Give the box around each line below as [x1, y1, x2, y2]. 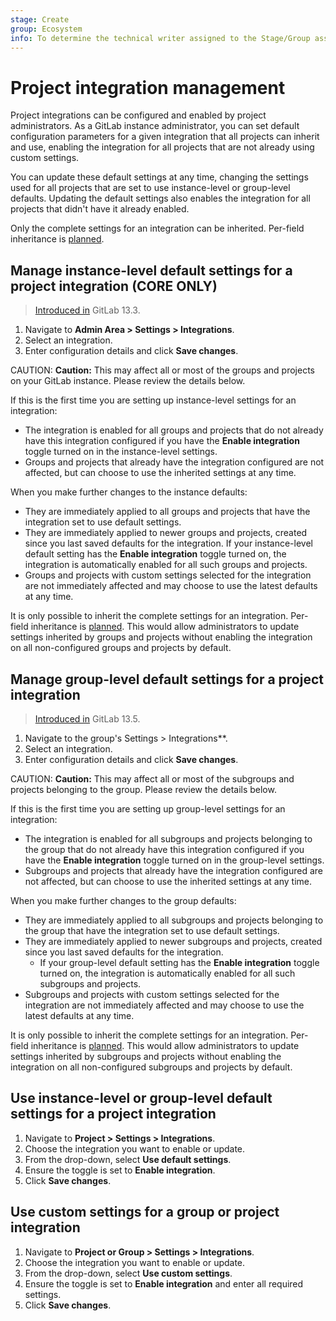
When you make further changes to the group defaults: [10, 894, 237, 906]
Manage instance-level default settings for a [10, 262, 293, 279]
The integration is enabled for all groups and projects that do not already [24, 424, 324, 436]
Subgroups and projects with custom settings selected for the [24, 988, 280, 1000]
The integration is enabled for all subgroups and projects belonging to [24, 832, 313, 845]
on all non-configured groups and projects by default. [10, 642, 232, 654]
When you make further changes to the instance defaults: [10, 486, 248, 498]
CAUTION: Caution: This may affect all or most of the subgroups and [10, 772, 295, 785]
